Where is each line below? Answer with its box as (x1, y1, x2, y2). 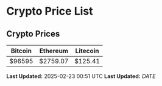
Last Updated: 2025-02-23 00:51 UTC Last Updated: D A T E (6, 73, 156, 80)
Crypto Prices (6, 29, 60, 39)
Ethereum (39, 47, 69, 55)
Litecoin (75, 47, 99, 55)
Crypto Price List (6, 4, 93, 18)
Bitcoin (10, 47, 32, 55)
